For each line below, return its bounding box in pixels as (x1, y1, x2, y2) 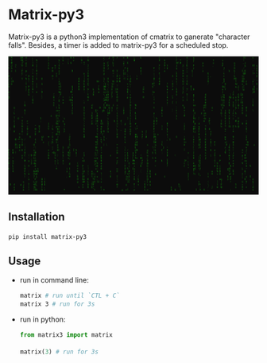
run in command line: (19, 275, 89, 285)
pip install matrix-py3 (8, 232, 87, 240)
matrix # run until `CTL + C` (19, 292, 121, 300)
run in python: (19, 314, 66, 324)
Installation (8, 210, 65, 224)
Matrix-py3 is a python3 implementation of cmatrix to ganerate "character (8, 32, 250, 41)
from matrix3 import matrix (19, 331, 113, 339)
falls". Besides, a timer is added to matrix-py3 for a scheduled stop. (8, 40, 229, 49)
